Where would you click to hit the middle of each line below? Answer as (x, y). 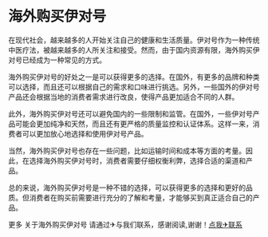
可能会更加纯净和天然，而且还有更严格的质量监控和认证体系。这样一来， (134, 124)
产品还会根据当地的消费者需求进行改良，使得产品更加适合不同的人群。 (124, 97)
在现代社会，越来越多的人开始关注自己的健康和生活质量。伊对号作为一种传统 (134, 40)
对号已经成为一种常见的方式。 (57, 60)
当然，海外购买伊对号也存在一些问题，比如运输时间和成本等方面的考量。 (127, 150)
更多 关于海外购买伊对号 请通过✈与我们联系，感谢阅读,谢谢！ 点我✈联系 (126, 224)
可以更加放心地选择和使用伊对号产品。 (85, 133)
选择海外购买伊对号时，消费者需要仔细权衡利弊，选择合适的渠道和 (137, 160)
